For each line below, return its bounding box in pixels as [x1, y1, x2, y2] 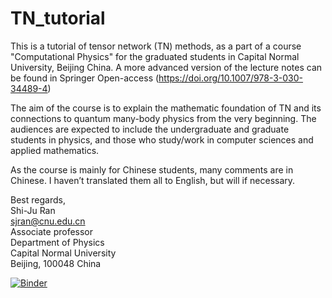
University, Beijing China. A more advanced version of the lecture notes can [10, 61, 323, 73]
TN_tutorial [10, 7, 106, 30]
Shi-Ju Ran [10, 204, 56, 216]
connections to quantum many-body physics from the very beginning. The [10, 112, 317, 124]
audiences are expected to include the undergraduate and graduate [10, 123, 290, 135]
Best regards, [10, 193, 66, 206]
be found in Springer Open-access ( [10, 72, 160, 84]
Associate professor [10, 225, 94, 237]
